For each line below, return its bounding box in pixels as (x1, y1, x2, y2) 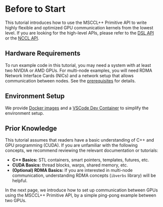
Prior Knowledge (5, 124, 57, 132)
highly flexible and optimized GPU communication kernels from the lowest (5, 24, 153, 30)
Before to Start (5, 3, 66, 15)
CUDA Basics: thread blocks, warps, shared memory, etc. (12, 162, 128, 168)
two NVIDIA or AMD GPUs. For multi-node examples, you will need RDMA (5, 67, 152, 73)
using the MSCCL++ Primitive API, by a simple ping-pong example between (5, 192, 157, 198)
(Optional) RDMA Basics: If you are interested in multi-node (12, 167, 133, 173)
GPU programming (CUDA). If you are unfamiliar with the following (5, 143, 138, 148)
